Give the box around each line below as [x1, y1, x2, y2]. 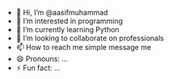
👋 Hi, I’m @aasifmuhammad [15, 8, 108, 17]
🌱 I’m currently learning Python [15, 25, 120, 34]
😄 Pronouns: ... [15, 54, 69, 64]
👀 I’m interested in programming [15, 16, 124, 26]
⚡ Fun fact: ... [15, 63, 61, 73]
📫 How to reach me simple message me [15, 43, 152, 52]
